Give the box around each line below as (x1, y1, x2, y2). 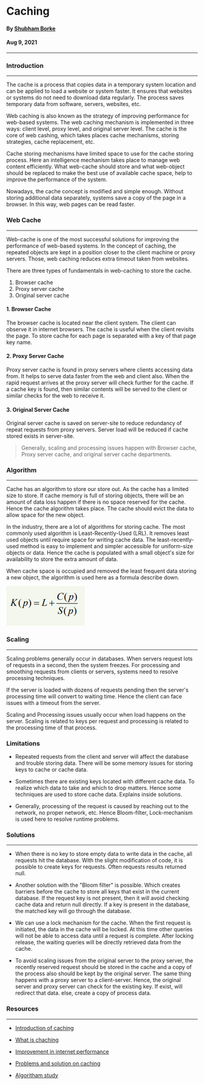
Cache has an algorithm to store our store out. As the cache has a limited (6, 485, 189, 493)
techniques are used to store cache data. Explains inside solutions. (15, 791, 182, 798)
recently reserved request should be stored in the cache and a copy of (15, 964, 192, 971)
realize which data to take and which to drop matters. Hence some (15, 784, 182, 792)
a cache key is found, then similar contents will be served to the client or (6, 385, 188, 393)
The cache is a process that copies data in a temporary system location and (6, 81, 196, 88)
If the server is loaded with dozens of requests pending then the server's (6, 686, 189, 693)
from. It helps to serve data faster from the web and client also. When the (6, 372, 189, 379)
